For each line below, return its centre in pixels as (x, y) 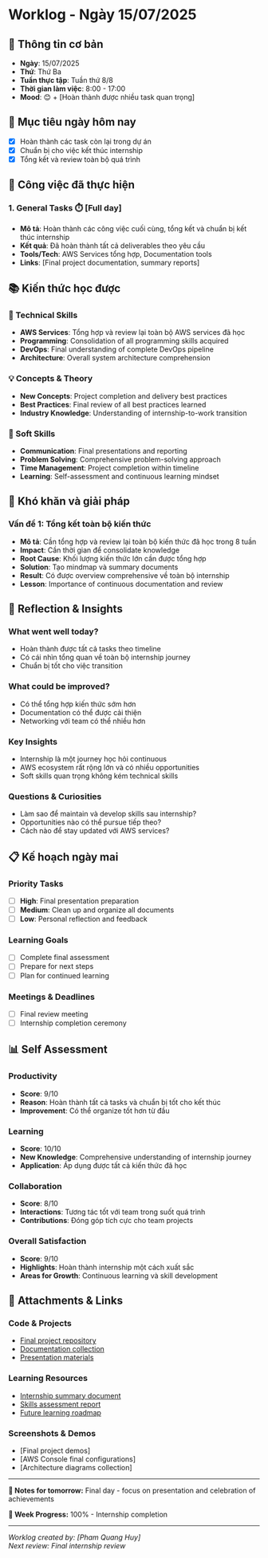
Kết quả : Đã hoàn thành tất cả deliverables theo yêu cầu (112, 246)
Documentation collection (62, 1349)
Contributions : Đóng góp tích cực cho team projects (106, 1221)
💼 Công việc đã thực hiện (72, 185)
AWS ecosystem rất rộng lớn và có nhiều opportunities (109, 767)
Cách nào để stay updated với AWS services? (95, 831)
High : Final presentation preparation (79, 901)
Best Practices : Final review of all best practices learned (113, 404)
